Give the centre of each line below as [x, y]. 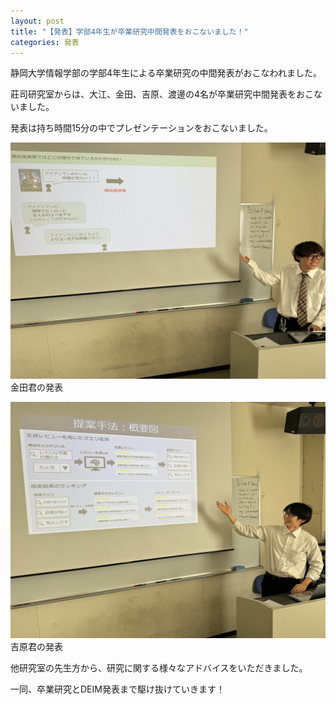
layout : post [37, 21]
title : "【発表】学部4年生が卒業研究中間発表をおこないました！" [129, 31]
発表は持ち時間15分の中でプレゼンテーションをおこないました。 [141, 128]
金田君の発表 [36, 387]
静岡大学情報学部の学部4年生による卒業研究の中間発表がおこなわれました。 [166, 73]
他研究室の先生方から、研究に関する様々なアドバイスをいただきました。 [159, 668]
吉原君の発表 [36, 647]
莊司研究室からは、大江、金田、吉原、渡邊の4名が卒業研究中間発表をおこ [162, 94]
